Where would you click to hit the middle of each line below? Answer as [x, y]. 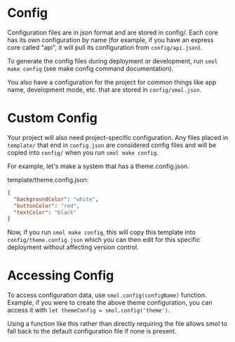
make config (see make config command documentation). [90, 68]
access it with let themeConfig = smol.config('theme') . [89, 310]
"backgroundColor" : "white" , [56, 199]
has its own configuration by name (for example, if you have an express [110, 39]
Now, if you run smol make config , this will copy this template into [102, 232]
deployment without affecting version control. [73, 247]
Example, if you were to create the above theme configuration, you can [110, 303]
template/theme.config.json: [48, 179]
